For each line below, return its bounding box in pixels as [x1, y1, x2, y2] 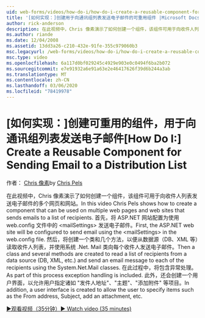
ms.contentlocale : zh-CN [6, 77, 70, 83]
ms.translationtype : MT [6, 71, 67, 78]
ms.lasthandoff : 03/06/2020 [6, 83, 78, 89]
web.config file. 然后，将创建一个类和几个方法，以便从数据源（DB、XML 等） [6, 236, 198, 243]
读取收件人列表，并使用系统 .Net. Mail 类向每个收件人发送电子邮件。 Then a [6, 243, 195, 250]
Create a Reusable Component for [6, 145, 182, 159]
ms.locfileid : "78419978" [6, 89, 72, 95]
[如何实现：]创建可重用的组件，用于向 [6, 117, 196, 131]
